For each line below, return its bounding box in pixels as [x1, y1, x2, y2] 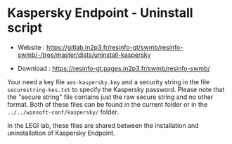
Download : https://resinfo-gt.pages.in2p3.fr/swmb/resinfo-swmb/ [17, 64, 210, 72]
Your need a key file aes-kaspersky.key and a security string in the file [7, 77, 210, 86]
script [7, 20, 43, 36]
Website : [17, 43, 45, 51]
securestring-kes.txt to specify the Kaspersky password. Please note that [7, 85, 225, 93]
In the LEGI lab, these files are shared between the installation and [7, 121, 199, 129]
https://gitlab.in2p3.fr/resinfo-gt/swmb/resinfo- [46, 43, 183, 51]
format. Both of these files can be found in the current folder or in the [7, 100, 208, 108]
